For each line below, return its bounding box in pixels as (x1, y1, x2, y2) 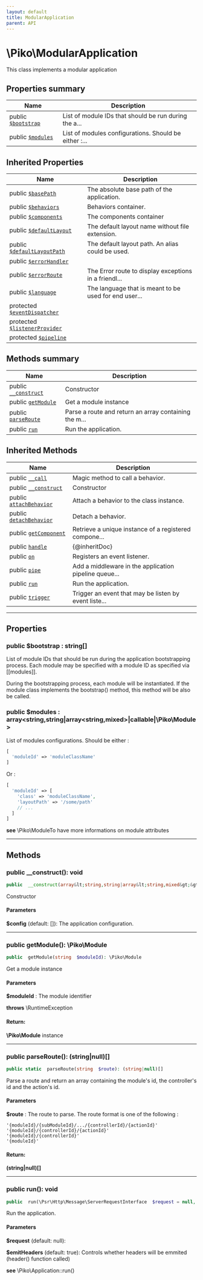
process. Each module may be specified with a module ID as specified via (6, 662, 190, 669)
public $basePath (9, 188, 56, 197)
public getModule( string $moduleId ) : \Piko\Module (6, 954, 142, 960)
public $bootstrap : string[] (6, 642, 88, 650)
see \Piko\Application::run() (6, 1267, 75, 1274)
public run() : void (6, 1185, 59, 1194)
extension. (87, 230, 117, 238)
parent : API (6, 20, 36, 26)
